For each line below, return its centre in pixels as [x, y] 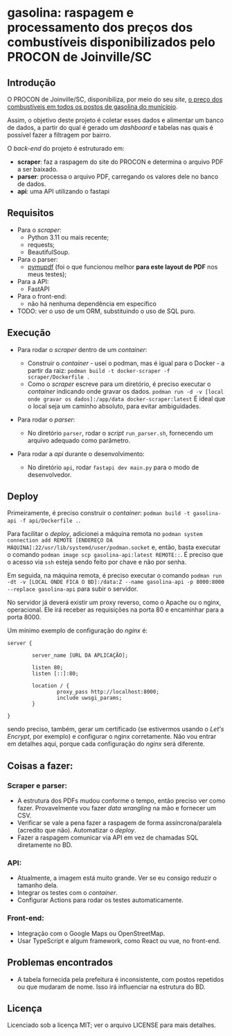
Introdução [32, 82]
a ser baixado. [37, 169]
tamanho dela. [38, 885]
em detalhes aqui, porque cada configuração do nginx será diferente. [106, 744]
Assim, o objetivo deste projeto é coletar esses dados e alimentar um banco [115, 120]
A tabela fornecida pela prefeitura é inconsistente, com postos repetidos [121, 979]
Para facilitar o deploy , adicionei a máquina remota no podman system [105, 534]
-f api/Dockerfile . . [50, 520]
